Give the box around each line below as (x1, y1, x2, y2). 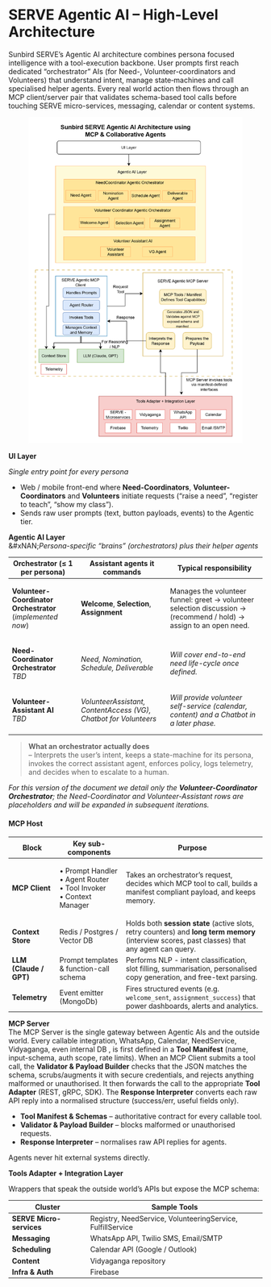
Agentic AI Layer (8, 532, 66, 542)
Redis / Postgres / (59, 927, 119, 937)
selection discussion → (169, 603, 247, 613)
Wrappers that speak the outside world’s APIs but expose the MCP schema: (8, 1184, 260, 1194)
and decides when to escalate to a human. (27, 767, 169, 777)
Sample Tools (151, 1202, 198, 1211)
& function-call (59, 964, 110, 973)
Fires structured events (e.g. (125, 984, 220, 993)
